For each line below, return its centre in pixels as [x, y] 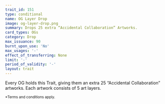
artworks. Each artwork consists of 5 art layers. [53, 88]
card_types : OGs [22, 32]
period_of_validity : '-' [31, 64]
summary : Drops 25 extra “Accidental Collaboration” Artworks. [71, 28]
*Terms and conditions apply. [30, 97]
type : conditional [24, 14]
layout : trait [20, 69]
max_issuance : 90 [23, 42]
